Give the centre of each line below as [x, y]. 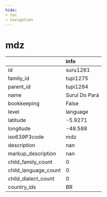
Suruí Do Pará [82, 95]
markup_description [32, 154]
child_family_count [30, 162]
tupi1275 [77, 79]
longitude [19, 129]
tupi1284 [77, 87]
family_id [19, 79]
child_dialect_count [31, 179]
